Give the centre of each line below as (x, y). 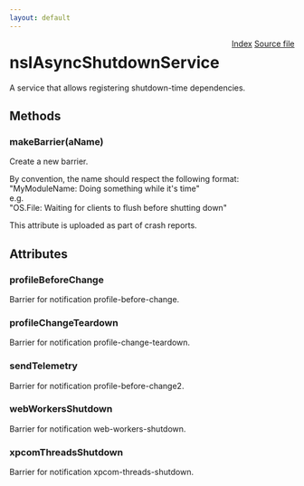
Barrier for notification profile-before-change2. (97, 386)
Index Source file (263, 43)
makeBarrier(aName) (57, 141)
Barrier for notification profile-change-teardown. (100, 343)
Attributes (38, 254)
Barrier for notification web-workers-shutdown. (98, 429)
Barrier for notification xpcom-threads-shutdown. (102, 472)
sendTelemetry (44, 366)
